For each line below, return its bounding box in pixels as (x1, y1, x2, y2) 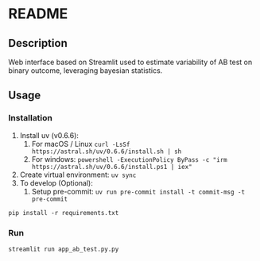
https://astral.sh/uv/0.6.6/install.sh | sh (31, 148, 182, 155)
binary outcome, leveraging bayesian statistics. (8, 66, 163, 75)
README (8, 5, 68, 23)
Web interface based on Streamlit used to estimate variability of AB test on (8, 57, 253, 67)
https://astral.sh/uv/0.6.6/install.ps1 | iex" (31, 163, 192, 171)
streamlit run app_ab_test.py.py (8, 245, 119, 253)
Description (8, 36, 68, 50)
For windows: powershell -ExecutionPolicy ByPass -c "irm (31, 154, 228, 163)
